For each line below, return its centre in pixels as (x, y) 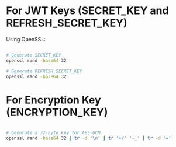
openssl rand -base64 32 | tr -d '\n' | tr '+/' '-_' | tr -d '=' (89, 138)
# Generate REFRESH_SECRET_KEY (44, 71)
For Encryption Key (54, 100)
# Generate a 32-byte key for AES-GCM (53, 133)
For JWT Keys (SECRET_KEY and (87, 11)
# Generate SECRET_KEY (34, 55)
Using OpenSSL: (26, 39)
